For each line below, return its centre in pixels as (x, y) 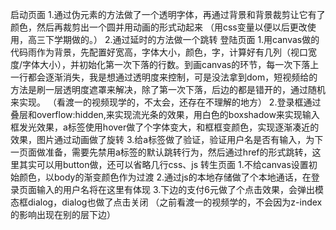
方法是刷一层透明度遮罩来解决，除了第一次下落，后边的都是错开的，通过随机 (168, 89)
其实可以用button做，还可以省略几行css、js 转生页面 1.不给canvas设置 (163, 164)
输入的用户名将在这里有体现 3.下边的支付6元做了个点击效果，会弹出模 (180, 189)
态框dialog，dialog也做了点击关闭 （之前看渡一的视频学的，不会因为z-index (166, 202)
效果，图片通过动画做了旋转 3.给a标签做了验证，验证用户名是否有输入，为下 (167, 139)
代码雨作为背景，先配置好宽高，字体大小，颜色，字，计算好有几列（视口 (159, 52)
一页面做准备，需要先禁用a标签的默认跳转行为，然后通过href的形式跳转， (161, 152)
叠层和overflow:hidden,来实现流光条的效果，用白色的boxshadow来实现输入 (165, 114)
